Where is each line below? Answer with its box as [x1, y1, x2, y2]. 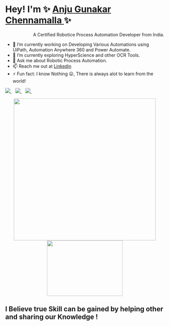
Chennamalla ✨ [5, 15, 72, 26]
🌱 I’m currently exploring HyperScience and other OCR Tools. [12, 52, 140, 58]
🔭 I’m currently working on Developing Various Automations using [12, 41, 149, 47]
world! [12, 78, 26, 84]
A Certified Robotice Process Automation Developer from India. [33, 31, 164, 37]
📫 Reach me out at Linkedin [12, 63, 72, 69]
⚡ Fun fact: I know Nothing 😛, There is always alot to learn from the [12, 71, 154, 77]
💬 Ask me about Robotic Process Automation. [12, 57, 107, 64]
